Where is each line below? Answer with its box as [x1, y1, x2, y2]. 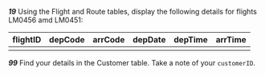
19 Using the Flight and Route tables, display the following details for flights [8, 7, 257, 16]
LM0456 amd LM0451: [8, 15, 84, 25]
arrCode [92, 34, 125, 45]
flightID [12, 34, 42, 45]
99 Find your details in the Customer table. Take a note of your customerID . [8, 58, 255, 67]
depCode [49, 34, 86, 45]
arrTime [215, 34, 247, 45]
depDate [132, 34, 166, 45]
